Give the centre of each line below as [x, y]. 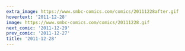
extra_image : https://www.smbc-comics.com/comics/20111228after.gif [92, 11]
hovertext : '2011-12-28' [37, 17]
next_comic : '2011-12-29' [38, 28]
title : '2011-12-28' [32, 39]
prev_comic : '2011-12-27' [38, 33]
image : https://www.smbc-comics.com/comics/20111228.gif [78, 22]
